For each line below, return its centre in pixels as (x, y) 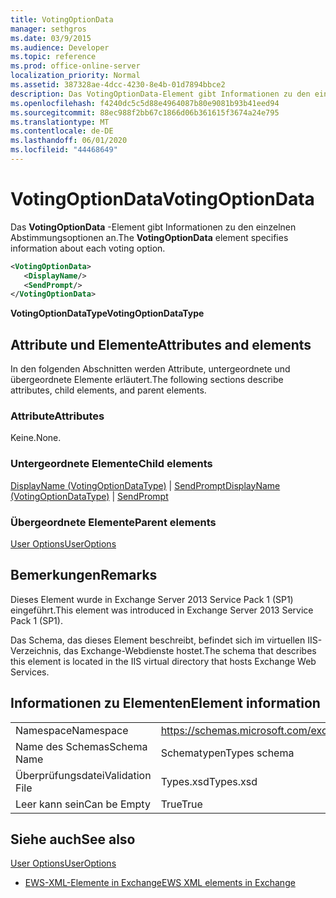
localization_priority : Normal (75, 76)
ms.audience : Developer (60, 47)
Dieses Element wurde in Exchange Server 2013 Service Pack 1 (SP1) (152, 599)
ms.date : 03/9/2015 (51, 38)
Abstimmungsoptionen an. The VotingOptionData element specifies (149, 237)
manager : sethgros (48, 29)
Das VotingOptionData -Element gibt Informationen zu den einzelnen (153, 227)
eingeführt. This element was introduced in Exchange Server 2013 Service (162, 610)
